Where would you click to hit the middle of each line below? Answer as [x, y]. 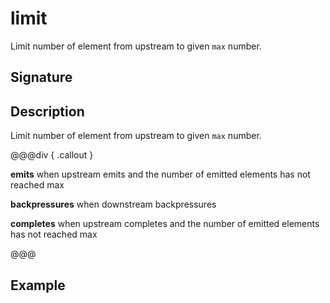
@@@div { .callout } [52, 155]
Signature [41, 77]
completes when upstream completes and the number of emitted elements [165, 224]
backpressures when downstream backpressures [113, 204]
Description [47, 111]
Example [38, 285]
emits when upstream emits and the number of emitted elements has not [160, 174]
